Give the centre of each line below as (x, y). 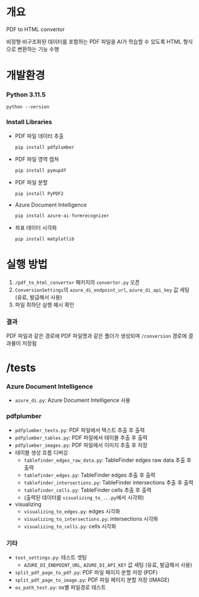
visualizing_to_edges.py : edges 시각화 (72, 511)
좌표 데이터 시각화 (36, 228)
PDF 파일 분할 (31, 182)
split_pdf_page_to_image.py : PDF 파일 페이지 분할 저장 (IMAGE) (92, 580)
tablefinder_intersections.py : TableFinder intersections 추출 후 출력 (108, 482)
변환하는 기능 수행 (38, 49)
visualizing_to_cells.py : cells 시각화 (70, 526)
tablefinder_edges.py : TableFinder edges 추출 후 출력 (90, 475)
